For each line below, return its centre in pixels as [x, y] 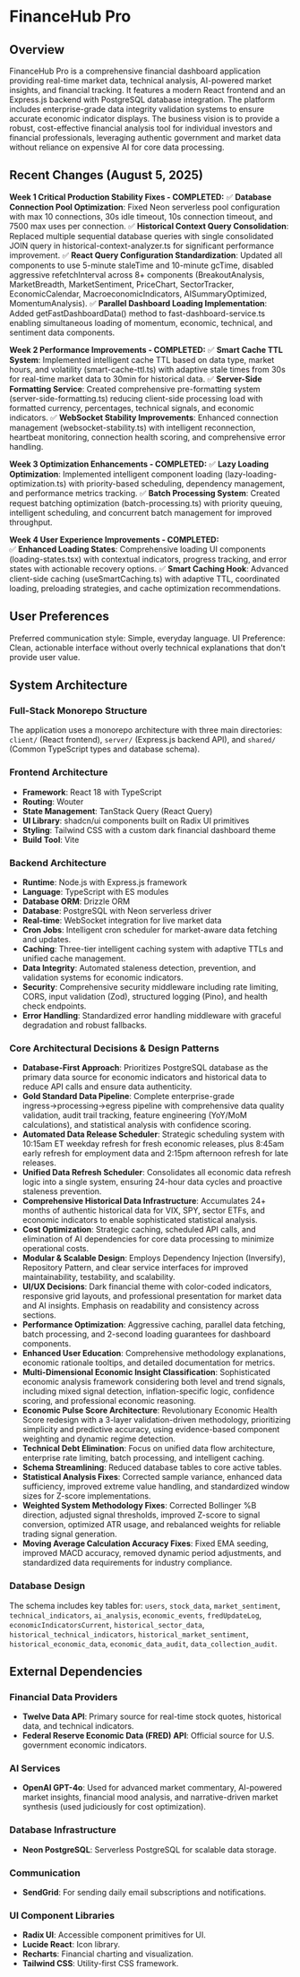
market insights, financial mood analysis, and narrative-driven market [150, 1797]
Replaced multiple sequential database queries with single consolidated [141, 236]
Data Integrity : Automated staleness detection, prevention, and [139, 967]
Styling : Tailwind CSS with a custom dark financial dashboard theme [149, 829]
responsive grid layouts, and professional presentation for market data [152, 1296]
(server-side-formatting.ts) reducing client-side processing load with [136, 398]
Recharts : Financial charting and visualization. [108, 1954]
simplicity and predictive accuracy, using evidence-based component [151, 1430]
